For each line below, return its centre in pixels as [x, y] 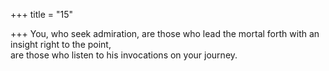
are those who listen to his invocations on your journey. [124, 55]
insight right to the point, [61, 44]
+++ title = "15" [42, 14]
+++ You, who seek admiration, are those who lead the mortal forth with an [165, 33]
